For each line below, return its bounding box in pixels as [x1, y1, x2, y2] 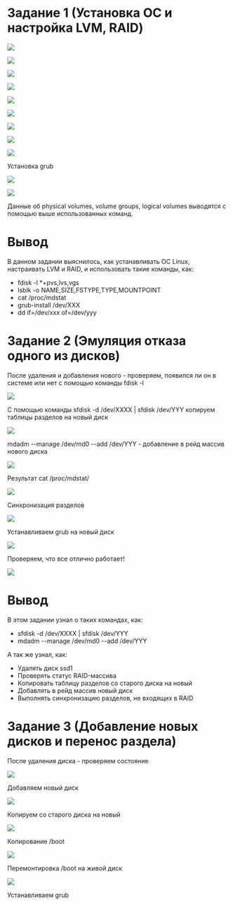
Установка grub [7, 162, 54, 170]
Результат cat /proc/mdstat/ [7, 473, 90, 483]
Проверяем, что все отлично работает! [7, 554, 125, 563]
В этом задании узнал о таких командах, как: [7, 615, 143, 624]
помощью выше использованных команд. [7, 209, 133, 217]
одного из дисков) [7, 348, 121, 364]
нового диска [7, 447, 48, 455]
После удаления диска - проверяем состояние [7, 756, 149, 765]
